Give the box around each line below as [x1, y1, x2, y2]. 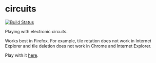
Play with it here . [5, 52, 39, 58]
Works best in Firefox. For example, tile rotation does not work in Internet [5, 38, 152, 44]
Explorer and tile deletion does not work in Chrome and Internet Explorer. [5, 43, 152, 49]
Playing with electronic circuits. [5, 28, 68, 34]
